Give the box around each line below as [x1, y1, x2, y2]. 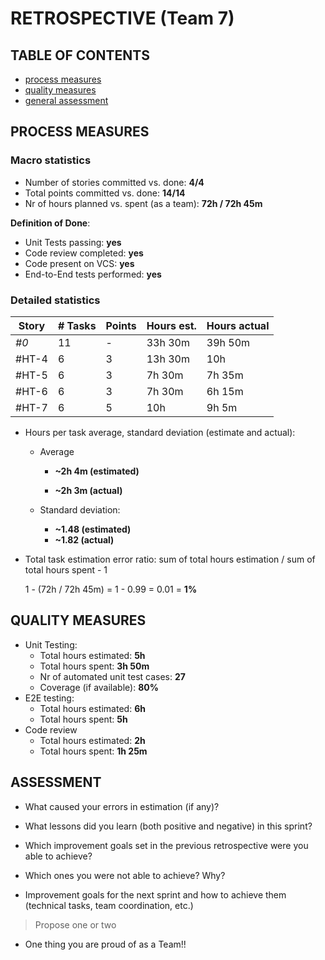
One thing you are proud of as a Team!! [24, 938, 187, 950]
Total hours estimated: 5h [39, 649, 146, 661]
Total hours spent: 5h [39, 713, 128, 725]
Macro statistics [10, 153, 92, 167]
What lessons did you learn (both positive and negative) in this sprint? [24, 820, 313, 832]
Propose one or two [34, 918, 117, 931]
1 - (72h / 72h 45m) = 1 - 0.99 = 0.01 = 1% [24, 583, 198, 595]
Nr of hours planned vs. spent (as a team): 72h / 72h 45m [24, 197, 263, 209]
